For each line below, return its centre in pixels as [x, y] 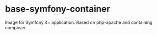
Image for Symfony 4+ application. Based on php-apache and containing [79, 22]
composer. [16, 27]
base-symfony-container [58, 9]
